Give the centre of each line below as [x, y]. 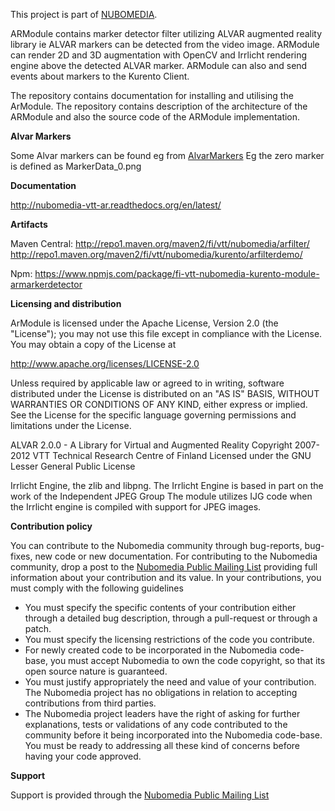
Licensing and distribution [66, 303]
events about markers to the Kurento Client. [100, 76]
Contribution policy [51, 526]
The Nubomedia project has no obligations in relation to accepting [161, 692]
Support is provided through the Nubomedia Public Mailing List [140, 795]
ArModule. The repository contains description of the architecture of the [159, 106]
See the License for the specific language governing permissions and [153, 415]
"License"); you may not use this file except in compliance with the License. [166, 333]
